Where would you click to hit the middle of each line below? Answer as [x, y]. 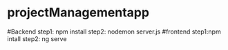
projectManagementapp [78, 13]
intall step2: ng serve [37, 38]
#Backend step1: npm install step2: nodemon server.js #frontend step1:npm [114, 32]
